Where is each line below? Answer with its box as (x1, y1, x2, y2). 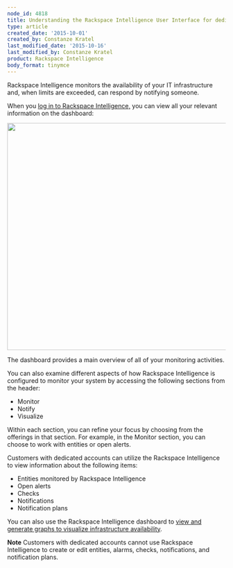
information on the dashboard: (7, 109, 94, 117)
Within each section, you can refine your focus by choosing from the (7, 425, 203, 433)
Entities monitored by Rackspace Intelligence (17, 474, 146, 483)
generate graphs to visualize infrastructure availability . (7, 524, 163, 533)
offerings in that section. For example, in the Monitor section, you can (7, 433, 206, 441)
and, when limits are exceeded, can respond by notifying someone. (7, 88, 200, 96)
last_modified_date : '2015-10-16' (7, 42, 107, 49)
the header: (7, 384, 40, 392)
